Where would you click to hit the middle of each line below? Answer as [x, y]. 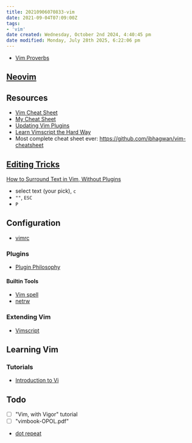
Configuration [34, 223]
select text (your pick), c [45, 191]
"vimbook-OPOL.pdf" [42, 421]
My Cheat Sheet [35, 119]
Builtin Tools [22, 281]
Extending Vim [29, 317]
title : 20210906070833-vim [41, 12]
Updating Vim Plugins [42, 125]
